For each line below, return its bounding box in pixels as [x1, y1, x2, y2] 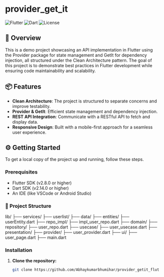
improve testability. [12, 103, 51, 109]
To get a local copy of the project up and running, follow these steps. [5, 156, 144, 162]
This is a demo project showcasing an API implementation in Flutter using [5, 47, 153, 52]
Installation [5, 247, 33, 253]
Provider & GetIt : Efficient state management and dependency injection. [12, 108, 158, 114]
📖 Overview [5, 34, 41, 42]
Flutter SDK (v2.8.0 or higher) [12, 180, 72, 186]
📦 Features [5, 82, 42, 91]
